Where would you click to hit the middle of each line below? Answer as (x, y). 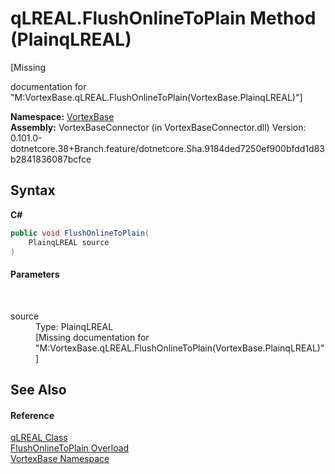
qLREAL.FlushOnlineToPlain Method (163, 18)
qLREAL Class (39, 438)
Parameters (35, 274)
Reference (32, 415)
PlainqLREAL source (69, 242)
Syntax (33, 190)
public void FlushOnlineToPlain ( (80, 233)
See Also (38, 389)
